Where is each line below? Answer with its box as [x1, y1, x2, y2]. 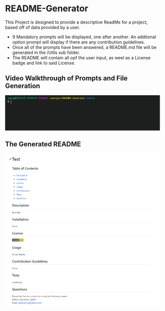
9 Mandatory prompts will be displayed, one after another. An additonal [12, 34, 156, 40]
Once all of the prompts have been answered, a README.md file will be [12, 44, 157, 50]
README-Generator [5, 3, 88, 14]
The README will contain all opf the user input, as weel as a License [12, 54, 151, 60]
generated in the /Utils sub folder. [12, 50, 80, 55]
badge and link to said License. [12, 60, 76, 66]
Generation [5, 82, 40, 90]
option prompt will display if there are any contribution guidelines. [12, 39, 145, 45]
